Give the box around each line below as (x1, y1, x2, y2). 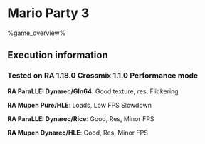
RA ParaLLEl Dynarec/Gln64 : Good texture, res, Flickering (7, 87, 179, 96)
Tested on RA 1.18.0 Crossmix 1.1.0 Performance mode (7, 71, 198, 81)
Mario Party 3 (7, 5, 90, 21)
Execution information (7, 49, 108, 61)
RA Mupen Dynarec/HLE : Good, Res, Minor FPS (7, 128, 148, 137)
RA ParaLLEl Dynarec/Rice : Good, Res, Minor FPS (7, 114, 154, 123)
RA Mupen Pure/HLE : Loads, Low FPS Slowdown (7, 101, 152, 109)
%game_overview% (7, 29, 66, 37)
